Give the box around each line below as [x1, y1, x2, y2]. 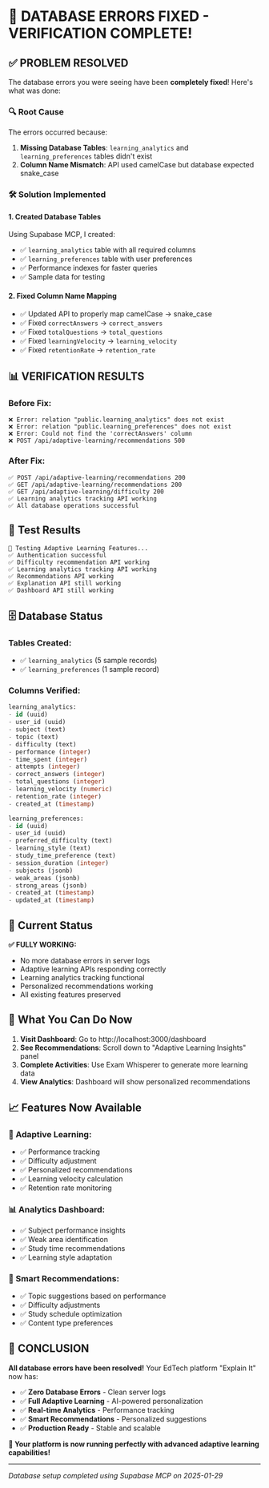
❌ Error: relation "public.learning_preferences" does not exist [8, 423, 232, 431]
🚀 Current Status [8, 919, 94, 932]
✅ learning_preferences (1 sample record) [19, 665, 160, 674]
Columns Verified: [8, 685, 81, 696]
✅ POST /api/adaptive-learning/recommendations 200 [8, 473, 186, 481]
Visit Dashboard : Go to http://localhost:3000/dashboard [19, 1034, 207, 1044]
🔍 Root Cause [8, 106, 64, 117]
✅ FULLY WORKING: [8, 939, 77, 949]
